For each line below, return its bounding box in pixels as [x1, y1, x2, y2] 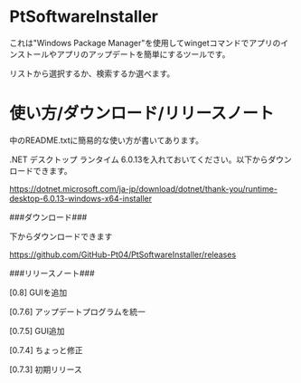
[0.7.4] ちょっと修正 [9, 344, 83, 355]
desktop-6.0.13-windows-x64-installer [9, 193, 153, 204]
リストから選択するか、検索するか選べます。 [9, 68, 175, 79]
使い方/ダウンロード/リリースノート [9, 103, 275, 124]
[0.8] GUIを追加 [9, 287, 68, 298]
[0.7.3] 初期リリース [9, 364, 83, 375]
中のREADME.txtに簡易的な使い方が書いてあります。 [9, 134, 204, 146]
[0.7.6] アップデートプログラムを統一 [9, 306, 146, 317]
